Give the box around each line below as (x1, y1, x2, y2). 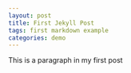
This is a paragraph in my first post (8, 56, 123, 65)
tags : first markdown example (8, 26, 109, 34)
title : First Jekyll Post (8, 19, 94, 27)
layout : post (8, 11, 52, 20)
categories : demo (8, 33, 66, 42)
